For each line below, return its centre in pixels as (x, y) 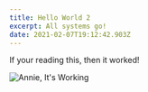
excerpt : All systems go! (58, 26)
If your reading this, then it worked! (74, 60)
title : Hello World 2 (50, 18)
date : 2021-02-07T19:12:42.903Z (70, 34)
